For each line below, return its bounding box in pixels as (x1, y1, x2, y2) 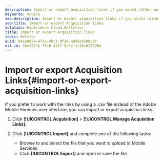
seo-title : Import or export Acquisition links (5, 20, 104, 26)
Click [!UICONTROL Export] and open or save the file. (19, 150, 128, 156)
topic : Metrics (5, 35, 36, 40)
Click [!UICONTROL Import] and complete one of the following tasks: (12, 130, 152, 137)
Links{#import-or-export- (5, 75, 112, 86)
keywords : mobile (5, 12, 41, 17)
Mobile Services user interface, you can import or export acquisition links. (5, 106, 154, 112)
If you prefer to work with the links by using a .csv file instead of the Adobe (5, 101, 156, 107)
